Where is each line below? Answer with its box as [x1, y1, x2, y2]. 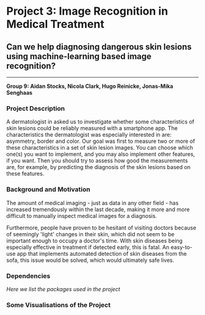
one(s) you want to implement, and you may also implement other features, [6, 151, 195, 158]
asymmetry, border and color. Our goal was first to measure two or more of [6, 137, 195, 145]
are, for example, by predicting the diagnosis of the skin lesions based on [6, 164, 191, 171]
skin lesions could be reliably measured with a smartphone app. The [6, 125, 178, 132]
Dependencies [6, 272, 51, 280]
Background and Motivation [6, 185, 90, 194]
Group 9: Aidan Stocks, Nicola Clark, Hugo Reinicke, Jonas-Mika [6, 82, 174, 90]
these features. [6, 170, 45, 178]
